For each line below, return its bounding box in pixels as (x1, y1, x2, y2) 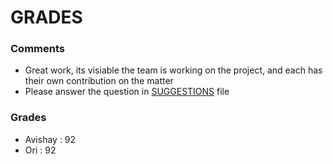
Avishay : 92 (24, 133, 77, 145)
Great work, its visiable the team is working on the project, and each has (24, 64, 323, 76)
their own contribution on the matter (24, 75, 174, 87)
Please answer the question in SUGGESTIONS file (24, 86, 230, 98)
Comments (10, 42, 65, 56)
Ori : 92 (24, 144, 57, 156)
